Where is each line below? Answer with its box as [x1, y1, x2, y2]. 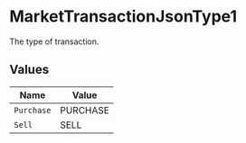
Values [9, 62, 50, 77]
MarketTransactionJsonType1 [9, 6, 238, 27]
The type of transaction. [9, 36, 99, 47]
